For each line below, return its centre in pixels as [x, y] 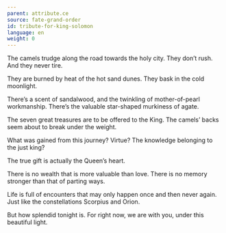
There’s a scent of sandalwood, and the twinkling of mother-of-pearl [104, 99]
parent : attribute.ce [38, 13]
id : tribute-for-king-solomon [50, 26]
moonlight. [22, 86]
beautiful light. [27, 222]
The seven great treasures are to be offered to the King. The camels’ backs [113, 120]
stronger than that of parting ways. [56, 181]
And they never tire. [35, 66]
